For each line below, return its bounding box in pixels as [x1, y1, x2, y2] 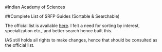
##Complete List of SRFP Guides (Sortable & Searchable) [5, 13, 120, 19]
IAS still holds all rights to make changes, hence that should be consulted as [5, 37, 158, 43]
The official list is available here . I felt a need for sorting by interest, [5, 23, 140, 28]
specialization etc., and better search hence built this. [5, 28, 113, 33]
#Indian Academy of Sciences [5, 4, 66, 10]
